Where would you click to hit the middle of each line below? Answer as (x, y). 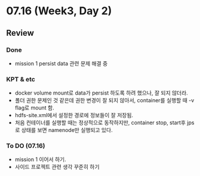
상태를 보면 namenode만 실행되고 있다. (67, 130)
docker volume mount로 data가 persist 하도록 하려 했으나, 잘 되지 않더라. (101, 93)
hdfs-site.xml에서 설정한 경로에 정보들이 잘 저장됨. (74, 115)
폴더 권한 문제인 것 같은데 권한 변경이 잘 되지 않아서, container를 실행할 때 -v (104, 100)
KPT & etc (21, 79)
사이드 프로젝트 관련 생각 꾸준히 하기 (57, 167)
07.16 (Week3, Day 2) (59, 11)
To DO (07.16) (26, 146)
